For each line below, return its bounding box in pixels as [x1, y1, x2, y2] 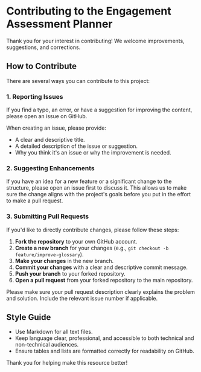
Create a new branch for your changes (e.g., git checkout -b [14, 244, 169, 251]
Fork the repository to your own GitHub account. [14, 237, 138, 245]
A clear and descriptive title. [14, 136, 86, 144]
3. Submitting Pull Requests [6, 212, 89, 221]
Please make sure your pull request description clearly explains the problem [6, 288, 195, 295]
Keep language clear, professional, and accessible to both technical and [14, 334, 194, 342]
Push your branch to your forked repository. [14, 270, 126, 277]
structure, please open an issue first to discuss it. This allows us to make [6, 184, 187, 191]
